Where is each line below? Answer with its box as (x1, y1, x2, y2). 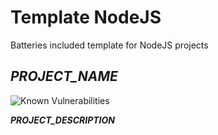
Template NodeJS (10, 6, 162, 29)
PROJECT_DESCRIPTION (10, 114, 116, 126)
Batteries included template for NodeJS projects (10, 39, 209, 51)
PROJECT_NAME (10, 68, 118, 85)
